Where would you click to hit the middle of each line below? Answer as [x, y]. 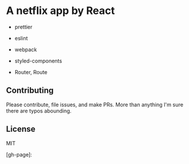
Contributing [30, 91]
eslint [21, 38]
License [21, 129]
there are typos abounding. [39, 111]
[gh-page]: [19, 154]
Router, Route [31, 72]
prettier [23, 27]
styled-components [38, 61]
